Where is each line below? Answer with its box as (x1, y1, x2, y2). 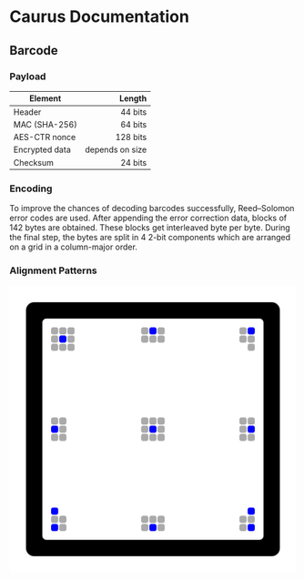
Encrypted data (13, 144, 71, 156)
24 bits (120, 157, 147, 168)
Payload (9, 70, 46, 83)
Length (119, 93, 147, 104)
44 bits (120, 107, 147, 117)
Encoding (9, 182, 53, 195)
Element (29, 93, 62, 104)
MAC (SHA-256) (13, 118, 77, 129)
